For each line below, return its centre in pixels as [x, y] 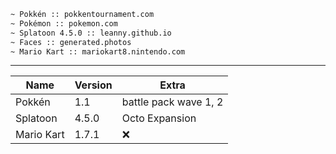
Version [93, 85]
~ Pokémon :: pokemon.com [64, 23]
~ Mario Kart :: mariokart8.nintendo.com [98, 51]
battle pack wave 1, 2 [172, 102]
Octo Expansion [159, 118]
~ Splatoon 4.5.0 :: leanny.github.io [91, 33]
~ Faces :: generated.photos [71, 42]
